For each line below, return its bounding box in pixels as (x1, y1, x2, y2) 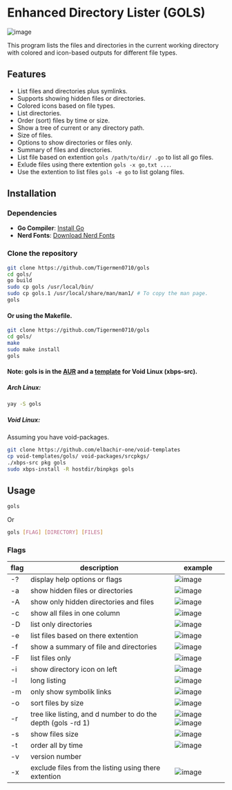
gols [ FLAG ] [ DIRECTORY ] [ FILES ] (7, 529, 104, 536)
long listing (30, 676, 66, 686)
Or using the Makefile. (7, 311, 72, 319)
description (79, 563, 119, 573)
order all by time (30, 741, 84, 751)
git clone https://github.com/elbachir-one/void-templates (7, 446, 181, 453)
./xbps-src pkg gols (7, 459, 67, 466)
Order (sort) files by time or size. (17, 116, 110, 124)
